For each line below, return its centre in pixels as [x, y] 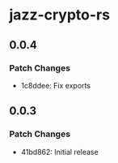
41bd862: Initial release [60, 152]
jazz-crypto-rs [60, 15]
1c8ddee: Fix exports [56, 85]
